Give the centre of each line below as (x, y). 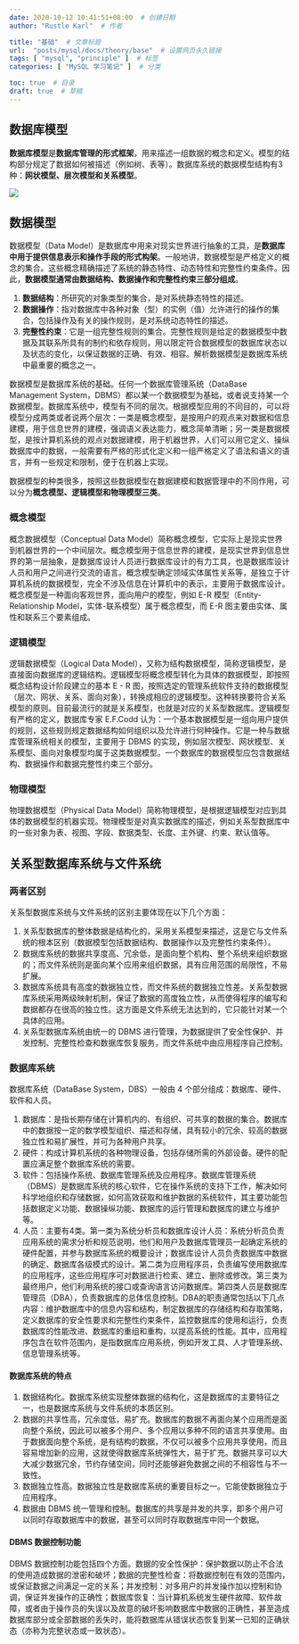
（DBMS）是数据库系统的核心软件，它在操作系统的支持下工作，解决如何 (154, 1186)
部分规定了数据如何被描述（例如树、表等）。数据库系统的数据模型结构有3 (149, 164)
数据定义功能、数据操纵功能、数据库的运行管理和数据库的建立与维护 (155, 1208)
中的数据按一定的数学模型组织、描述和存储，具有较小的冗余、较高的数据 (154, 1131)
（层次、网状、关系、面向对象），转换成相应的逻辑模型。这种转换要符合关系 (148, 696)
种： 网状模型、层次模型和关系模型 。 (76, 175)
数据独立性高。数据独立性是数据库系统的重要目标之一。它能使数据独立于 (154, 1486)
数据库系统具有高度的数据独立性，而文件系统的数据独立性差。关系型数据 (154, 986)
